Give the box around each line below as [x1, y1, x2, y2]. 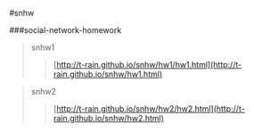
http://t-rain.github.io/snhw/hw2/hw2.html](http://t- [56, 103, 245, 114]
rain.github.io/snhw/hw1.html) [53, 69, 163, 79]
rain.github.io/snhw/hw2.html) [53, 113, 165, 123]
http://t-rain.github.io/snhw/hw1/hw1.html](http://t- [56, 60, 242, 70]
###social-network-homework [9, 25, 122, 35]
